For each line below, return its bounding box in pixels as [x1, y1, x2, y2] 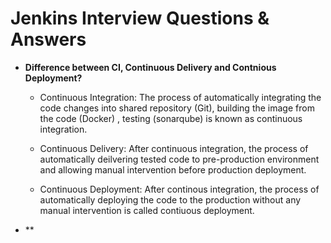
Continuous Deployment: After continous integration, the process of [39, 183, 320, 195]
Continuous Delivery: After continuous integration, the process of [39, 142, 309, 154]
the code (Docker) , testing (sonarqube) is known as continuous [39, 112, 303, 124]
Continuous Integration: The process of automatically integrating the [39, 91, 322, 103]
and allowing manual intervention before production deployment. [39, 163, 307, 176]
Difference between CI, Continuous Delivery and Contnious [24, 61, 277, 73]
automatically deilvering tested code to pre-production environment [39, 153, 320, 165]
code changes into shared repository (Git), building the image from [39, 102, 315, 114]
